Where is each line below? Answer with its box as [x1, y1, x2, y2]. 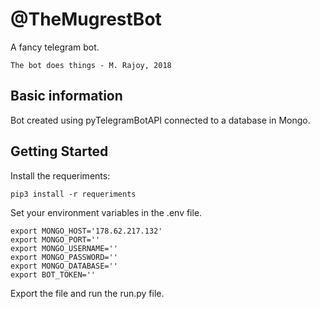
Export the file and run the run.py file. [10, 287, 165, 299]
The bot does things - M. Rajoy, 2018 [10, 60, 172, 70]
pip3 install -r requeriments [10, 189, 137, 199]
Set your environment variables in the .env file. [10, 206, 203, 218]
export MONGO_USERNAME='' [10, 243, 118, 253]
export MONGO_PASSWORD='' [10, 252, 118, 262]
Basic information [10, 88, 123, 105]
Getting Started [10, 143, 109, 160]
